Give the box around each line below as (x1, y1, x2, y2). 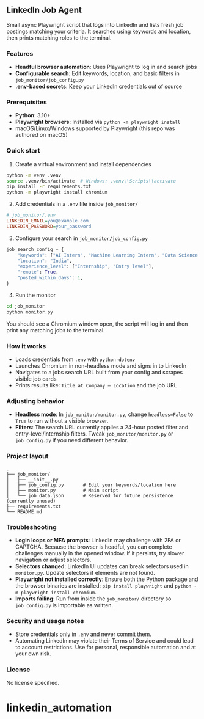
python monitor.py (6, 308, 53, 315)
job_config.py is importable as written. (15, 601, 114, 608)
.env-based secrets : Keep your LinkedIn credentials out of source (15, 82, 182, 90)
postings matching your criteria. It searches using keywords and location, (6, 27, 191, 35)
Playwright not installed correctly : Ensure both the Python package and (15, 575, 199, 583)
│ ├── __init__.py (6, 476, 59, 483)
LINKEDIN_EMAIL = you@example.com (6, 218, 89, 224)
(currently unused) (6, 498, 56, 504)
